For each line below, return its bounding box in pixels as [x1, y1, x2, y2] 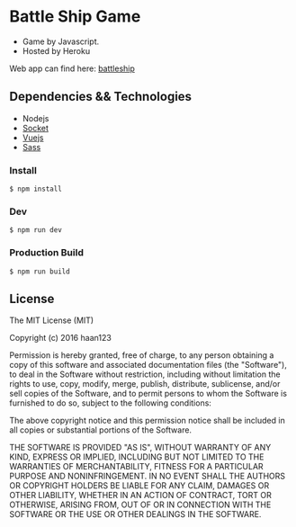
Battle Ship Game [9, 6, 141, 27]
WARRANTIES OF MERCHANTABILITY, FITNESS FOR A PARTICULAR [9, 461, 264, 472]
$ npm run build [9, 267, 70, 276]
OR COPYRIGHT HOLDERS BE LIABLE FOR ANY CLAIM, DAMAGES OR [9, 480, 270, 491]
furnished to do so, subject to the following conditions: [9, 397, 211, 408]
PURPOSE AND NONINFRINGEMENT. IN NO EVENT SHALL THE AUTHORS [9, 470, 286, 482]
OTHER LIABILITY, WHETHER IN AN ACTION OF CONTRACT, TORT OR [9, 490, 272, 501]
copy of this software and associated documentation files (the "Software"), [9, 360, 288, 371]
